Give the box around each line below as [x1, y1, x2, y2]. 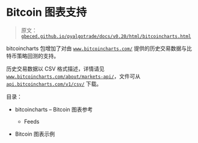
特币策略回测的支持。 [6, 52, 59, 59]
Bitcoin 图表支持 [6, 5, 87, 19]
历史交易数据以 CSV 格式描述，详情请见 [6, 65, 105, 72]
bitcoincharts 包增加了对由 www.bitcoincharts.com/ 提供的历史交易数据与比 [6, 45, 193, 52]
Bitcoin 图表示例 [14, 130, 55, 138]
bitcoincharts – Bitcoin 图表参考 [14, 106, 93, 113]
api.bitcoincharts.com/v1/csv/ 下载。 [6, 80, 102, 87]
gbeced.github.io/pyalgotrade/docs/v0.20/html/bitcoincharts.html [20, 33, 191, 39]
